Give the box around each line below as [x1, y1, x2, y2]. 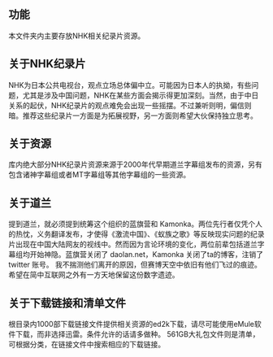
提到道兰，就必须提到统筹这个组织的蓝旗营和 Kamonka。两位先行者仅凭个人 [8, 219, 262, 229]
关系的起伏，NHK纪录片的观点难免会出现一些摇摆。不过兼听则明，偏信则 [8, 100, 252, 110]
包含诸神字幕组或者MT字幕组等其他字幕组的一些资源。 [8, 170, 191, 180]
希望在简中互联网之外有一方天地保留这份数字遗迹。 [8, 270, 180, 280]
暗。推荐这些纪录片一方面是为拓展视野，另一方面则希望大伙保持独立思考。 [8, 111, 258, 120]
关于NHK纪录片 [8, 57, 86, 71]
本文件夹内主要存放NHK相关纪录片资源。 [8, 31, 145, 41]
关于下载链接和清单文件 [8, 296, 126, 310]
